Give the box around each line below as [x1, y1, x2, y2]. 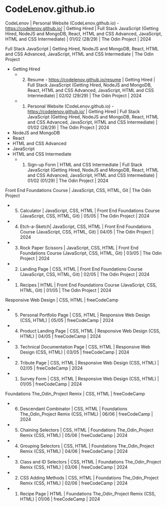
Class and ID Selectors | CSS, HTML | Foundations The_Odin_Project [19, 458, 161, 464]
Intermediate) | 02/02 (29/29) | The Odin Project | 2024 [27, 92, 141, 98]
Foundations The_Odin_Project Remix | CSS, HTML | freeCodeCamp [5, 390, 145, 396]
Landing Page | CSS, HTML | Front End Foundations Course [19, 266, 143, 272]
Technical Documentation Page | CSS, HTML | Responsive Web [19, 343, 151, 349]
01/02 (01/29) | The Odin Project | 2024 [27, 177, 108, 183]
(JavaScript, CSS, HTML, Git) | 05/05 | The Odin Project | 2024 [19, 212, 150, 218]
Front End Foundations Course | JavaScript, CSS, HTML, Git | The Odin [5, 187, 151, 193]
